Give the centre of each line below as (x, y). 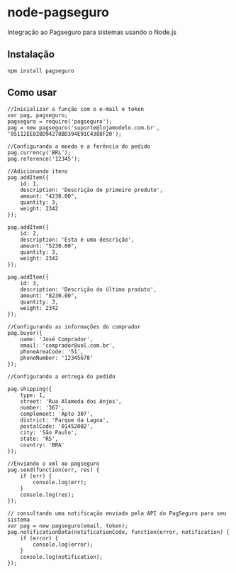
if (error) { (39, 538)
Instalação (31, 54)
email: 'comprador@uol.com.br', (68, 346)
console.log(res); (47, 495)
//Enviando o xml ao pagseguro (54, 464)
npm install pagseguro (41, 71)
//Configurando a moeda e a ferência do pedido (79, 146)
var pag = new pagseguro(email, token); (68, 526)
